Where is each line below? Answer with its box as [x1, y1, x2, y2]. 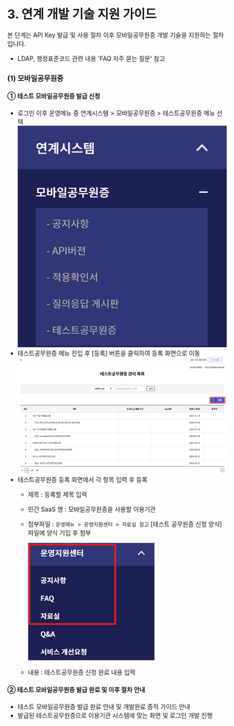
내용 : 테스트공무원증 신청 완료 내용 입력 [27, 668, 136, 676]
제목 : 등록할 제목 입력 [27, 490, 88, 499]
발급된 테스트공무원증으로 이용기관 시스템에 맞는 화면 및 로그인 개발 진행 [17, 711, 213, 719]
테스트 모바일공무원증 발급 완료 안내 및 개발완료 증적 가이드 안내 [17, 702, 190, 711]
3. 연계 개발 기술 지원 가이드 [7, 6, 157, 22]
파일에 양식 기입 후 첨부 [27, 529, 92, 537]
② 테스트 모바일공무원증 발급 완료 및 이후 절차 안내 [7, 685, 146, 694]
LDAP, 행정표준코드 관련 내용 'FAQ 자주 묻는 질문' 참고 [17, 54, 166, 63]
